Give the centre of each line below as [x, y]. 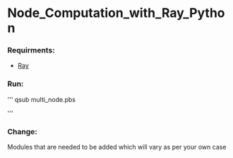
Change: [22, 131]
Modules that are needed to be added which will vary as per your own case [117, 147]
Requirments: [31, 50]
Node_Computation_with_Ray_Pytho [116, 13]
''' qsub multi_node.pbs [42, 99]
